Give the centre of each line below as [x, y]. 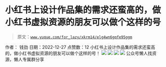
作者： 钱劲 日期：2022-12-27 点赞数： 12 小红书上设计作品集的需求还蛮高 [80, 47]
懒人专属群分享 [29, 59]
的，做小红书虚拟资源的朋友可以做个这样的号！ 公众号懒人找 [79, 53]
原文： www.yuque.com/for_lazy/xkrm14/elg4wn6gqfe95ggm [75, 37]
